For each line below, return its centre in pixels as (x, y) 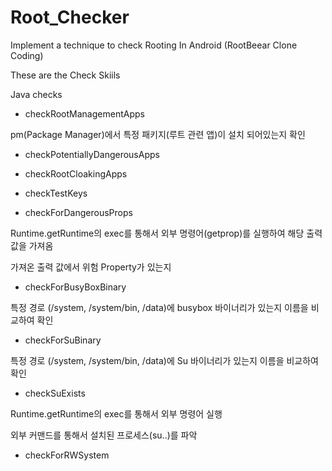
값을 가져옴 (32, 245)
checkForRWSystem (67, 455)
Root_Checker (70, 17)
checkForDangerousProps (78, 212)
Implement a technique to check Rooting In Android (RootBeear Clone (154, 45)
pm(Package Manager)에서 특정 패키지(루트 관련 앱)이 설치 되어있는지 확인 (158, 134)
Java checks (36, 94)
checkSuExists (55, 393)
